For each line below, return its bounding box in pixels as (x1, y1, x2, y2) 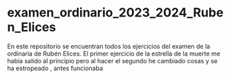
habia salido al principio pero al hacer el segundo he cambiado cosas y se (7, 56, 218, 65)
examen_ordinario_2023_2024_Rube (7, 5, 224, 21)
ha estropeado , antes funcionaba (7, 64, 104, 72)
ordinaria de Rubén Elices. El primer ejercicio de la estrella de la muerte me (7, 49, 221, 58)
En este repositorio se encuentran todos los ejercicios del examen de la (7, 42, 211, 50)
